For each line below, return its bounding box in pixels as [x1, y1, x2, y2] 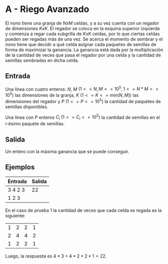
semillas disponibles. [5, 104, 49, 110]
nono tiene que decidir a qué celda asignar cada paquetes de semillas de [5, 41, 156, 47]
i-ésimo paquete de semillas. [5, 121, 65, 127]
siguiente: [5, 212, 26, 218]
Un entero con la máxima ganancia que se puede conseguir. [5, 148, 129, 154]
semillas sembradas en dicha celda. [5, 57, 79, 63]
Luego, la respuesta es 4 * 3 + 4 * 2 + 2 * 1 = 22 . [5, 253, 107, 259]
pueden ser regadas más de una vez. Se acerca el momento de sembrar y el [5, 36, 163, 42]
